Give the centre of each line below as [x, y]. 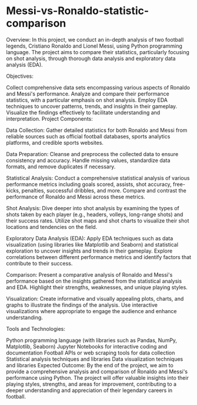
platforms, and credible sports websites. [55, 142]
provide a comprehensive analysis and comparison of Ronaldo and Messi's [97, 371]
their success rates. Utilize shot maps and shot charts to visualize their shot [98, 220]
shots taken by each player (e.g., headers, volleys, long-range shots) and [95, 214]
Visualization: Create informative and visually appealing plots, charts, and [95, 298]
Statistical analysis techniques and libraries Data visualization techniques [95, 359]
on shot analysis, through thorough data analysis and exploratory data [91, 58]
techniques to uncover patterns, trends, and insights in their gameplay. [92, 106]
